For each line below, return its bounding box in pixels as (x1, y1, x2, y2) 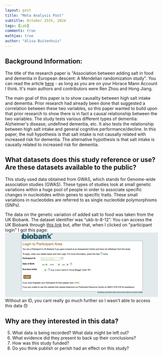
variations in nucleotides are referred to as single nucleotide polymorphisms (5, 197, 157, 203)
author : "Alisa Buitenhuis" (5, 39, 62, 44)
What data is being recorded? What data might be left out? (12, 330, 130, 336)
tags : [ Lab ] (5, 23, 29, 28)
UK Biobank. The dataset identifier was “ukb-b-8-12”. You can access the (5, 216, 152, 222)
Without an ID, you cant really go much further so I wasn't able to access (5, 298, 150, 303)
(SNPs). (5, 202, 21, 208)
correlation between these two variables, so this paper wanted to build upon (5, 105, 158, 111)
